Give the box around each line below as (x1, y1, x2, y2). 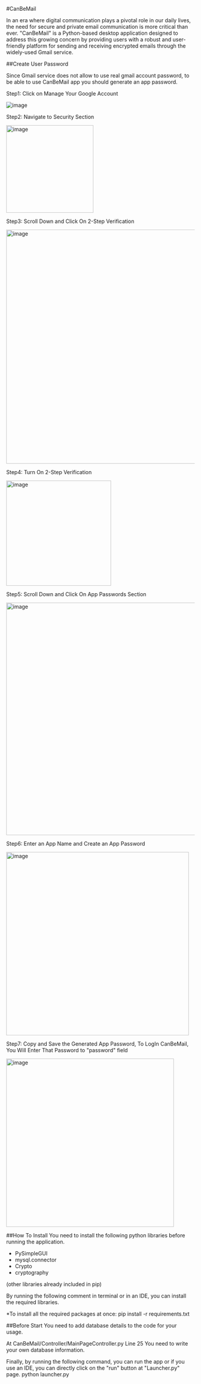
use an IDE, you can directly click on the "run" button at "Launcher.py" (6, 1364, 180, 1371)
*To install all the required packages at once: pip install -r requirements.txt (6, 1310, 190, 1317)
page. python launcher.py (6, 1371, 69, 1378)
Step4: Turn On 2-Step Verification (6, 469, 92, 475)
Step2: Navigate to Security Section (6, 114, 95, 120)
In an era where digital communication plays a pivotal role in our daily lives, (6, 17, 191, 23)
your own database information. (6, 1346, 85, 1353)
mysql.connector (14, 1256, 57, 1263)
